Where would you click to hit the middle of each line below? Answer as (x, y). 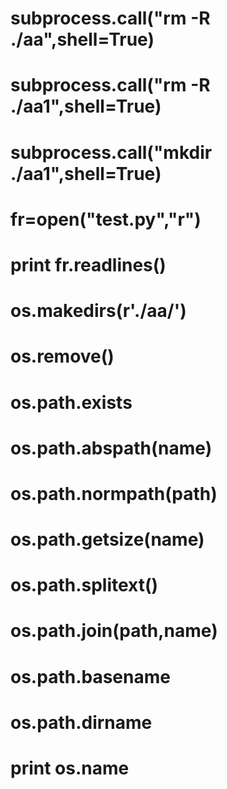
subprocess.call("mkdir (111, 152)
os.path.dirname (81, 722)
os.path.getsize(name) (107, 539)
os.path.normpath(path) (114, 493)
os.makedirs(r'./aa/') (98, 311)
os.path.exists (71, 402)
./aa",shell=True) (82, 39)
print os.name (70, 768)
